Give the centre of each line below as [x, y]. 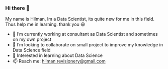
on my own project [32, 39]
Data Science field [31, 50]
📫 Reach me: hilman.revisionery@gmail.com [59, 61]
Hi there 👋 [18, 8]
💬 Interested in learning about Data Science [58, 55]
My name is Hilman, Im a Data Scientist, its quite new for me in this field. [80, 19]
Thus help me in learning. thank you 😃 [45, 24]
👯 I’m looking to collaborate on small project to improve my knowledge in [88, 45]
